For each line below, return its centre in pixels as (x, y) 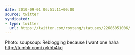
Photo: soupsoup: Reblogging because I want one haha (62, 42)
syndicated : (17, 19)
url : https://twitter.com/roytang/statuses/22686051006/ (70, 28)
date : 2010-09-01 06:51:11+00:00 (40, 10)
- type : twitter (22, 24)
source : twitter (22, 14)
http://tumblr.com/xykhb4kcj (34, 48)
